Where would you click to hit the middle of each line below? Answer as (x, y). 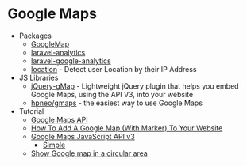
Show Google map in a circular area (89, 153)
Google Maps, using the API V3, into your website (112, 94)
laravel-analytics (58, 52)
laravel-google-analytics (71, 61)
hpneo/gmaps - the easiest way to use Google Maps (117, 103)
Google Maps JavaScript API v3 (83, 136)
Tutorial (31, 111)
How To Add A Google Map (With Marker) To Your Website (127, 128)
